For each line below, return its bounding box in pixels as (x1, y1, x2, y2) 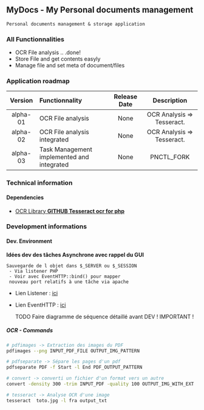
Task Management (39, 145, 92, 154)
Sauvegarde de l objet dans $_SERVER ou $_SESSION (6, 262, 137, 269)
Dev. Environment (6, 237, 53, 245)
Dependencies (6, 194, 44, 201)
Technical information (6, 179, 73, 187)
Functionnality (39, 97, 83, 105)
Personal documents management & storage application (6, 21, 146, 27)
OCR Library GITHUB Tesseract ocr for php (15, 207, 125, 214)
